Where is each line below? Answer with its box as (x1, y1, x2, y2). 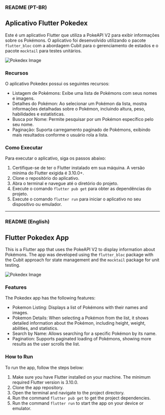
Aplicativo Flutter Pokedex (5, 19, 88, 28)
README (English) (5, 218, 50, 225)
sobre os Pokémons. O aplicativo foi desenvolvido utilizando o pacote (5, 37, 146, 43)
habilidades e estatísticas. (12, 111, 65, 117)
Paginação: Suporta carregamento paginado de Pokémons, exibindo (12, 127, 151, 133)
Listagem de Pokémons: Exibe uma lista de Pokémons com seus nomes (12, 90, 157, 96)
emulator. (12, 405, 32, 411)
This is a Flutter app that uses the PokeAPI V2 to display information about (5, 247, 156, 252)
